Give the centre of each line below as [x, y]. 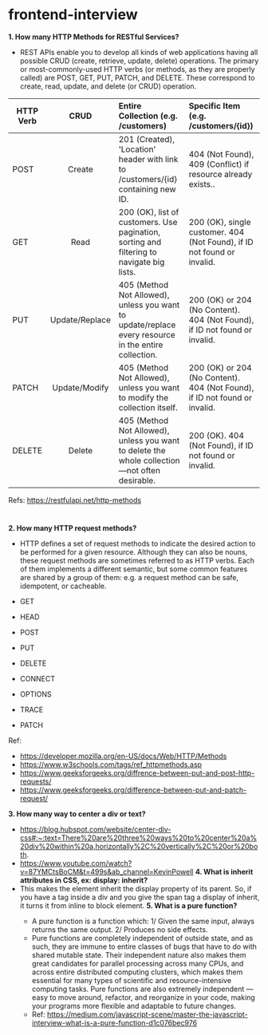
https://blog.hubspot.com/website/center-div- [95, 830]
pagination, [140, 231]
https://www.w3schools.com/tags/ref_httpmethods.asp [110, 764]
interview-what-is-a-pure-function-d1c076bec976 [114, 1023]
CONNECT [37, 679]
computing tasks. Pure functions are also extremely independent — [142, 989]
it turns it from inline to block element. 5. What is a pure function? [128, 906]
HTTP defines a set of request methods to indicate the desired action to [138, 543]
